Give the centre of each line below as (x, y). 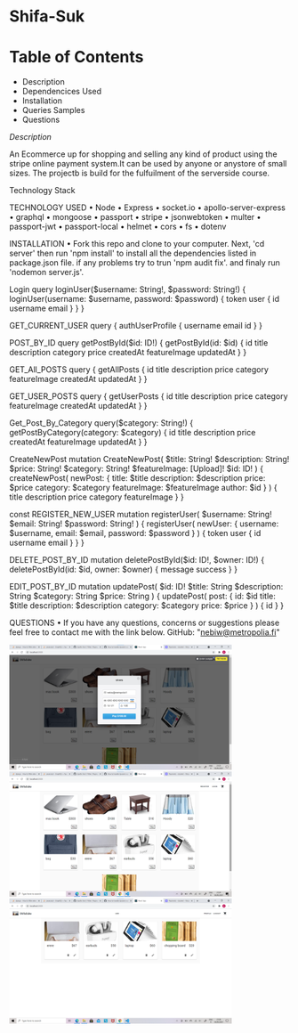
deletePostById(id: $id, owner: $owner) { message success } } (124, 569)
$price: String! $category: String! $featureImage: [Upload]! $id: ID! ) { (137, 468)
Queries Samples (53, 110)
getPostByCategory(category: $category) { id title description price (133, 433)
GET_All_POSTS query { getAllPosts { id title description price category (139, 370)
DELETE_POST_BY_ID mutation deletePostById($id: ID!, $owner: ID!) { (137, 560)
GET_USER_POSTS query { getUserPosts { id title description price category (149, 396)
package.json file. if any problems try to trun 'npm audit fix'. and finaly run (145, 263)
